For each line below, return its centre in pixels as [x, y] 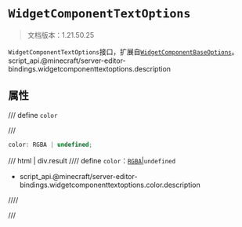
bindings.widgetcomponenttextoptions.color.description [110, 185]
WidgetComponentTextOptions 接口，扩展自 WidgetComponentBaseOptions [120, 51]
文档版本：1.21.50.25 [61, 35]
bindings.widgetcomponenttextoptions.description [89, 68]
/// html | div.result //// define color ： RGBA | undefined [92, 160]
